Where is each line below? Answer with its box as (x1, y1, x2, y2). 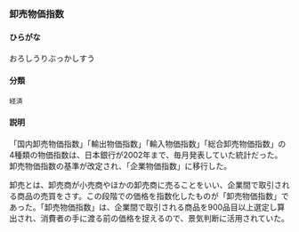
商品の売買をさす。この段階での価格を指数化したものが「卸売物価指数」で (16, 190, 289, 201)
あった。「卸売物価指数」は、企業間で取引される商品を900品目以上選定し (9, 202, 278, 212)
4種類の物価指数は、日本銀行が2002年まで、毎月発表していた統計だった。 (9, 149, 283, 160)
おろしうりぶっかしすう (9, 53, 95, 64)
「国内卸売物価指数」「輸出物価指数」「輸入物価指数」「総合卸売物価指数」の (9, 138, 287, 148)
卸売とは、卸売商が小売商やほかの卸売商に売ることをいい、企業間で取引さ (9, 180, 282, 190)
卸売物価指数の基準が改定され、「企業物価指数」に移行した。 (9, 160, 232, 171)
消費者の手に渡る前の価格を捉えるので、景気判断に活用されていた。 (40, 212, 289, 223)
